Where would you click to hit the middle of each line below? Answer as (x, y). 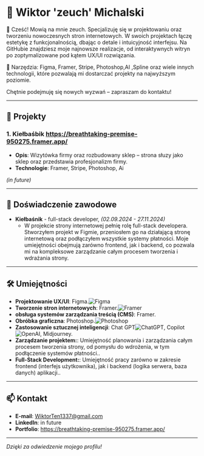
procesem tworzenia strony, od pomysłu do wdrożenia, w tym (92, 347)
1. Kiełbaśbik (25, 134)
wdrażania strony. (46, 258)
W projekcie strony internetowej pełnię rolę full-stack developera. (106, 226)
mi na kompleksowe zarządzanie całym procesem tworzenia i (101, 252)
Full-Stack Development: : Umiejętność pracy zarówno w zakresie (98, 360)
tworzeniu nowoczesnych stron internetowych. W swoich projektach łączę (99, 35)
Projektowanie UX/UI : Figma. (52, 302)
